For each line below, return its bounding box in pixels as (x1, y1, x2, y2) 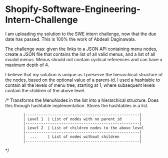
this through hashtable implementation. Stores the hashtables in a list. (5, 102, 149, 108)
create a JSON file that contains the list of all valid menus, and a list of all (5, 51, 155, 57)
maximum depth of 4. (5, 62, 49, 68)
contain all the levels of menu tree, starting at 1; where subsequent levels (5, 82, 155, 88)
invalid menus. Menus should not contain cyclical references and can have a (5, 56, 162, 62)
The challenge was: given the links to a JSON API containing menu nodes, (5, 46, 157, 52)
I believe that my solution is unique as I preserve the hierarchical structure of (5, 71, 163, 77)
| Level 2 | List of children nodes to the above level (23, 125, 144, 130)
